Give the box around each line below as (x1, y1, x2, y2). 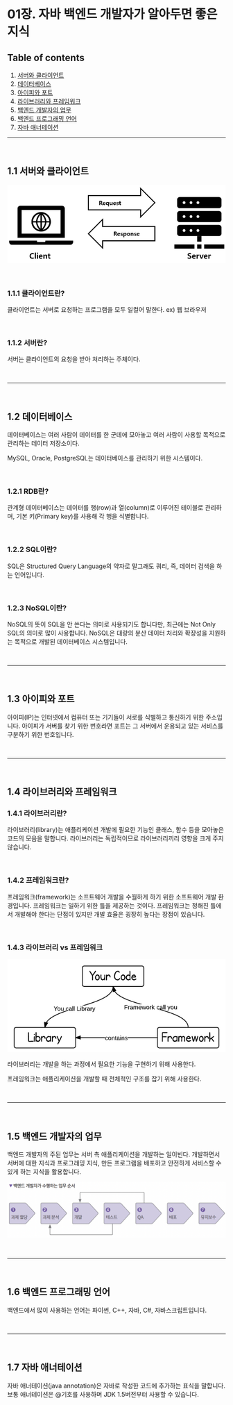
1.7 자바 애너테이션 (7, 1362, 83, 1374)
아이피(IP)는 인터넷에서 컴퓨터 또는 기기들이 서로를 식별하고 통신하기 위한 (7, 713, 205, 721)
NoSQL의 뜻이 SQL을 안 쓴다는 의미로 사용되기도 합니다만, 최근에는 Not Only (7, 620, 216, 629)
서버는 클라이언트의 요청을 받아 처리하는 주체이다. (7, 355, 141, 363)
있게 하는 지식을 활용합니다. (7, 1167, 82, 1176)
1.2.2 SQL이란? (7, 544, 58, 554)
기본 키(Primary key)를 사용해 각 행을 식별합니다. (16, 512, 149, 521)
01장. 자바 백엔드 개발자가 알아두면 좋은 (7, 6, 218, 22)
